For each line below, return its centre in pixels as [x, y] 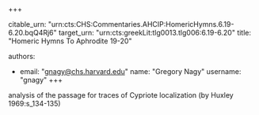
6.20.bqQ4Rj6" [32, 33]
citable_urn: [27, 24]
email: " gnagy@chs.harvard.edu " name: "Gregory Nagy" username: [130, 71]
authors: [22, 56]
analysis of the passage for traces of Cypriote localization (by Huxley [121, 95]
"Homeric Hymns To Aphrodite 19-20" [70, 41]
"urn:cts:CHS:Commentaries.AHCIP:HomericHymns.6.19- [141, 24]
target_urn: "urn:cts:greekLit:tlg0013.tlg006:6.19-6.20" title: [155, 33]
